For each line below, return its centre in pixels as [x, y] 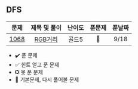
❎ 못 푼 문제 [29, 72]
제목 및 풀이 [46, 27]
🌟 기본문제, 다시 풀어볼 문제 [47, 79]
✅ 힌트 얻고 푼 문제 [37, 65]
